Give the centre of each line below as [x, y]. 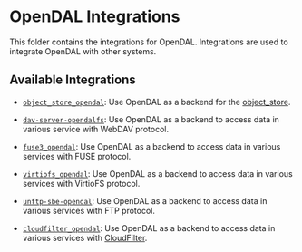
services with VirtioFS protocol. [81, 183]
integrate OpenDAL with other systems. [83, 51]
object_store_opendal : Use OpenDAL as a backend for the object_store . [156, 102]
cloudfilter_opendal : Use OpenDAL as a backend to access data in [149, 228]
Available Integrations [73, 80]
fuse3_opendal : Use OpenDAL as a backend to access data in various [151, 146]
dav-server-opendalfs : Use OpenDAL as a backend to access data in [151, 119]
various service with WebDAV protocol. [96, 129]
